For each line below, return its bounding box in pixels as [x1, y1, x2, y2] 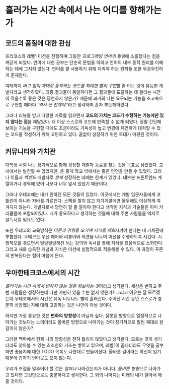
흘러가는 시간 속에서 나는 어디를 [5, 5, 127, 16]
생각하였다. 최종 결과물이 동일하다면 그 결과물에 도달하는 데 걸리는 [22, 89, 152, 95]
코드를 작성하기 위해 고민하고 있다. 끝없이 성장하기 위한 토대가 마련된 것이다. [10, 132, 159, 137]
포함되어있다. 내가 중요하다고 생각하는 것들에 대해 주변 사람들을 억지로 [22, 210, 160, 216]
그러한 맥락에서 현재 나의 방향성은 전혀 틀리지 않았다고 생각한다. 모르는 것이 [5, 336, 153, 342]
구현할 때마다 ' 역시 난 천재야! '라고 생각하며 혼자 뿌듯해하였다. [10, 102, 130, 107]
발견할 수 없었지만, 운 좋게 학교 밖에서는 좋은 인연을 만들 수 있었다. [22, 168, 152, 174]
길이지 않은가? [5, 325, 34, 331]
